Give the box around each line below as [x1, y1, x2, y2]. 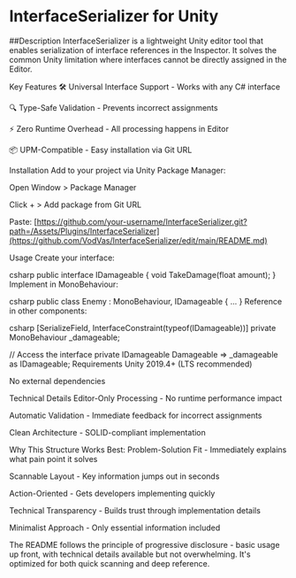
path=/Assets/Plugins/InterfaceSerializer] [9, 226, 160, 236]
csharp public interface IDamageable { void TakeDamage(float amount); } [9, 269, 277, 280]
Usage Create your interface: [9, 252, 115, 263]
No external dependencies [9, 375, 106, 386]
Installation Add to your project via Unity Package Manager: [9, 165, 226, 175]
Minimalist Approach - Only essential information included [9, 522, 221, 533]
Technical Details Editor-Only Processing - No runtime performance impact [9, 392, 283, 404]
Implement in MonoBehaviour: [9, 279, 119, 289]
